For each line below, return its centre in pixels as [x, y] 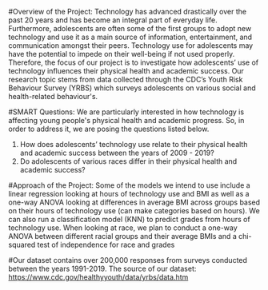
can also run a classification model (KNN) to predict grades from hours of [129, 219]
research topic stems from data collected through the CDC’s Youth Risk [126, 79]
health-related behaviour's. [53, 96]
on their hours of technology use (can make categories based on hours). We [134, 211]
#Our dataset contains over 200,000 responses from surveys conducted [128, 260]
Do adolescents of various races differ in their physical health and [128, 161]
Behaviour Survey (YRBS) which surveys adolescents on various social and [132, 88]
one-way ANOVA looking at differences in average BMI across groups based [134, 202]
